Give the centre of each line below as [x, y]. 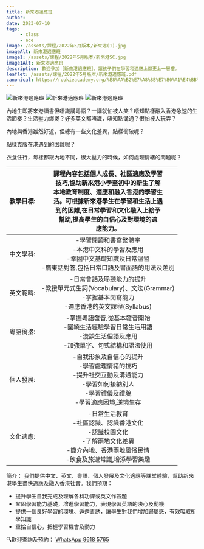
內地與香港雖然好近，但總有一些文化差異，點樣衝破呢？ [75, 131]
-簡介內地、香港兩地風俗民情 [108, 450]
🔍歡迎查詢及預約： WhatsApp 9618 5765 [58, 540]
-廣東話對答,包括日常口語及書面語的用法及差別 [108, 268]
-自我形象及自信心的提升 [108, 357]
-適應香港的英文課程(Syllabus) [108, 307]
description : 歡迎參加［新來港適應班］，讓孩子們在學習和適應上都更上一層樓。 [93, 68]
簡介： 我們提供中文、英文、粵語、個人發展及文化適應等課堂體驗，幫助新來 [100, 476]
